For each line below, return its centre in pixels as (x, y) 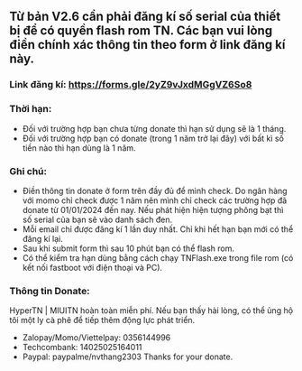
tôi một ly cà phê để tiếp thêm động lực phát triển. (102, 320)
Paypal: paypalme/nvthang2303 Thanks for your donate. (128, 357)
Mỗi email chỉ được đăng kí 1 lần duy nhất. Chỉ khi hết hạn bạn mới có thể (158, 229)
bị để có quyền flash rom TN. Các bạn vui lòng (141, 31)
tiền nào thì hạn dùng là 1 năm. (79, 148)
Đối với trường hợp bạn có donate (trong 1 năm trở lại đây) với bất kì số (153, 138)
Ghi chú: (28, 171)
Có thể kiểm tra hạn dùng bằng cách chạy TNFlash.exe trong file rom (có (158, 257)
